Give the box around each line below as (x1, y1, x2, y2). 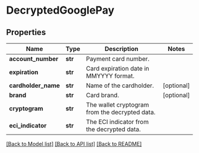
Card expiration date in (85, 65, 149, 72)
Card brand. (85, 91, 120, 99)
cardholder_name (9, 81, 60, 90)
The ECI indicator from (85, 118, 149, 126)
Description (104, 45, 139, 53)
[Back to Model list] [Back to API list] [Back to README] (6, 141, 142, 147)
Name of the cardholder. (85, 81, 154, 90)
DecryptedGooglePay (6, 4, 114, 17)
